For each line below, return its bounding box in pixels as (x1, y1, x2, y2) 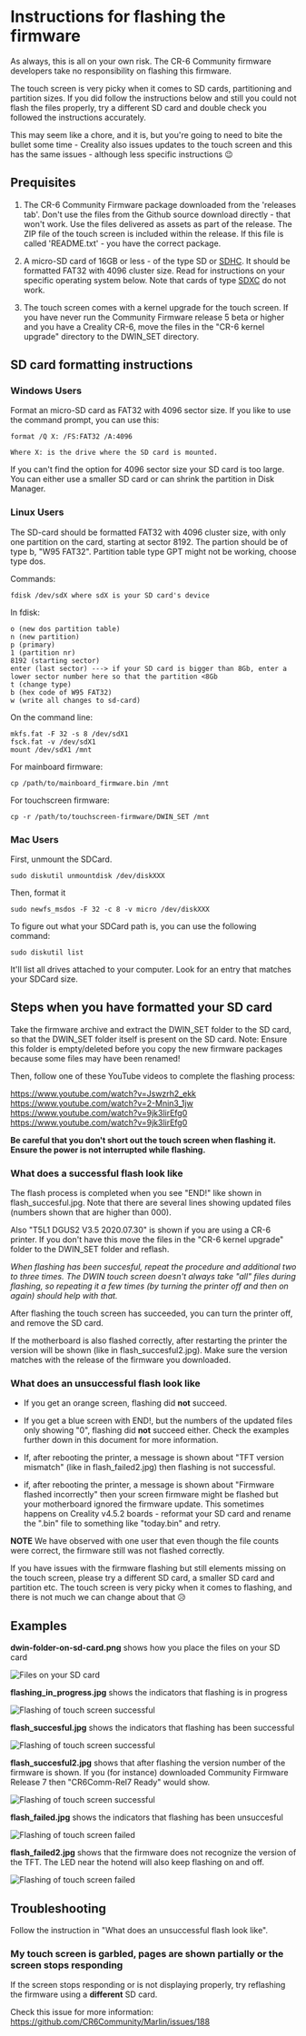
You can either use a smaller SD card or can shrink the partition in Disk (10, 474, 275, 485)
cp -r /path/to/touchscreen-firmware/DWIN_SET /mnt (10, 812, 210, 821)
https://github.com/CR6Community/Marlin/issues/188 (10, 2016, 211, 2027)
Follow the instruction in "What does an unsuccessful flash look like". (10, 1925, 269, 1936)
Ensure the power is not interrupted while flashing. (10, 1144, 206, 1155)
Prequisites (10, 175, 76, 191)
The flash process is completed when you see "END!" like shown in (10, 1188, 262, 1199)
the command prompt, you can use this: (10, 415, 160, 426)
